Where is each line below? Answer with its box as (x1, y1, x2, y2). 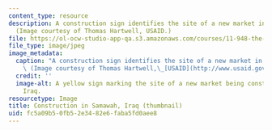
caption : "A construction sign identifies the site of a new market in (15, 57, 263, 65)
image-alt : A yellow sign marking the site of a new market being (15, 79, 244, 87)
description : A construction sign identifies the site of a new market (8, 19, 255, 27)
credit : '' (15, 72, 53, 80)
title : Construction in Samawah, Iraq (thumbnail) (8, 102, 183, 110)
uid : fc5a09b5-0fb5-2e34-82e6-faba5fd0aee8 (8, 110, 158, 118)
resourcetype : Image (8, 94, 79, 103)
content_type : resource (8, 11, 89, 20)
